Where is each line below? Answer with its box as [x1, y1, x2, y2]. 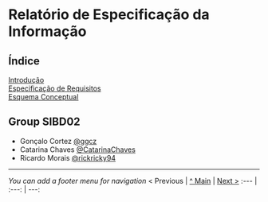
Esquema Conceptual [8, 92, 79, 101]
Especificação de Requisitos [8, 84, 101, 93]
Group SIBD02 [8, 115, 81, 129]
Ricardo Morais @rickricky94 [19, 153, 116, 162]
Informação [8, 22, 87, 41]
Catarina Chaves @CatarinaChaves [19, 145, 136, 154]
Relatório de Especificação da [8, 6, 210, 24]
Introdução [8, 76, 45, 84]
